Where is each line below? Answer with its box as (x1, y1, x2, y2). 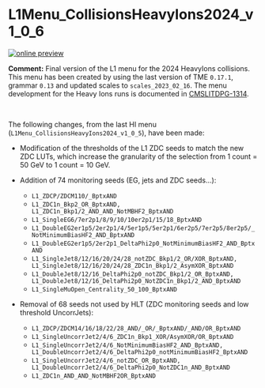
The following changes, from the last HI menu (8, 119, 157, 129)
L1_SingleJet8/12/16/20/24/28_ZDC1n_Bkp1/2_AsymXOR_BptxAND (31, 262, 234, 269)
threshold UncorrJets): (19, 307, 93, 317)
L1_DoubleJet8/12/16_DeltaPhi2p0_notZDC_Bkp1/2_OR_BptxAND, (31, 270, 234, 278)
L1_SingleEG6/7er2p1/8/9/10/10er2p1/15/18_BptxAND (31, 216, 203, 224)
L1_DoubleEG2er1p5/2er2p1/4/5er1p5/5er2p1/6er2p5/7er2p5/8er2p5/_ (31, 224, 256, 232)
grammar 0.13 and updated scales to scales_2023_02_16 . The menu (8, 81, 228, 90)
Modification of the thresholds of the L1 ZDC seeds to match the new (19, 143, 244, 153)
